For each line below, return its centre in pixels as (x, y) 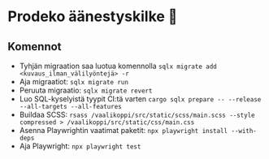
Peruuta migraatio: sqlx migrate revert (86, 90)
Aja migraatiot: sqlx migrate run (74, 82)
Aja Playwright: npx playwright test (80, 146)
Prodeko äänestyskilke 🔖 (93, 17)
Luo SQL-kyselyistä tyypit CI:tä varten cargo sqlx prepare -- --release (140, 99)
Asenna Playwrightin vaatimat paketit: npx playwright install (124, 130)
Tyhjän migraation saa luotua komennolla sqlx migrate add (118, 66)
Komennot (35, 47)
